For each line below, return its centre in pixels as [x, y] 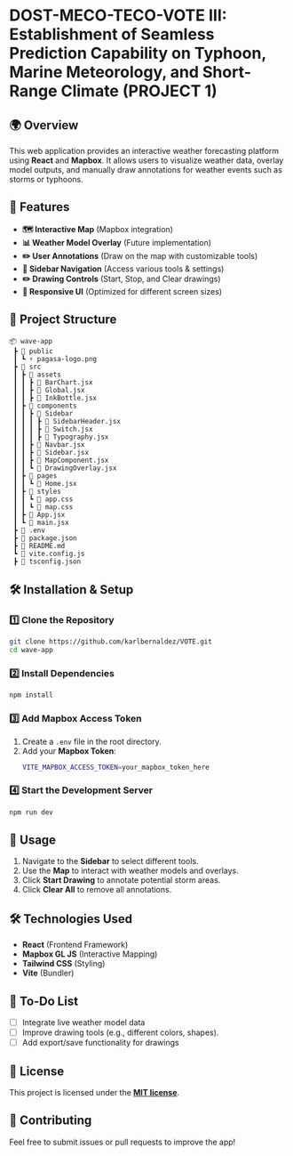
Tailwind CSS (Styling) [63, 964]
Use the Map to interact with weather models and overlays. [130, 871]
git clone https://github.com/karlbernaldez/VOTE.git [111, 642]
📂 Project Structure [63, 320]
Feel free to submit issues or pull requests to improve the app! [123, 1142]
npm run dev [31, 812]
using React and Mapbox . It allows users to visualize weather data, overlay [146, 160]
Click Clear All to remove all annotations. [97, 890]
